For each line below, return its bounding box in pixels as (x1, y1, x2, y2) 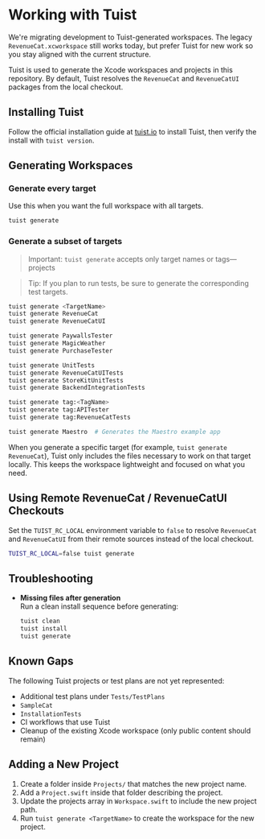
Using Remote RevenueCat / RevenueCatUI (8, 491, 227, 505)
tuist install (19, 625, 67, 633)
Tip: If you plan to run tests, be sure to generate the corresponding (27, 278, 249, 287)
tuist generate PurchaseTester (8, 346, 113, 355)
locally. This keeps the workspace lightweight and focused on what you (8, 459, 245, 469)
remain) (19, 734, 46, 744)
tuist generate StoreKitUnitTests (8, 376, 124, 384)
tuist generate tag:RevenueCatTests (8, 413, 131, 422)
